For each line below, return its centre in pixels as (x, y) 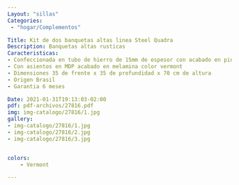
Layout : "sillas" (33, 14)
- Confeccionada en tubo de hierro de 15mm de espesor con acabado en (114, 60)
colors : (19, 158)
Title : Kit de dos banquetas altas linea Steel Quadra (90, 40)
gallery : (20, 119)
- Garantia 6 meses (36, 86)
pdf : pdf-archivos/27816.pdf (51, 106)
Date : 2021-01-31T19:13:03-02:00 (57, 99)
